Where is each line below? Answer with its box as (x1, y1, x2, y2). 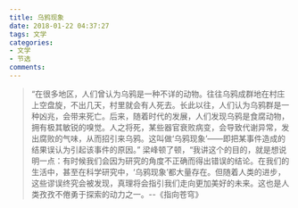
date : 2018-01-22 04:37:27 (9, 21, 110, 30)
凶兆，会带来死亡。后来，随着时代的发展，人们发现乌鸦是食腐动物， (38, 111, 290, 121)
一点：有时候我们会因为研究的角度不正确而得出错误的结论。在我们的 (38, 155, 290, 166)
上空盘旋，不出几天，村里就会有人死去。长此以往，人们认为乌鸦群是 (30, 99, 282, 110)
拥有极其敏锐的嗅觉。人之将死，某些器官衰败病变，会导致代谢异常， (30, 121, 282, 132)
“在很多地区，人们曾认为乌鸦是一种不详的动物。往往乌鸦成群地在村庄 (30, 88, 286, 99)
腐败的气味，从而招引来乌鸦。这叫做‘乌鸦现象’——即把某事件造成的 (38, 133, 286, 144)
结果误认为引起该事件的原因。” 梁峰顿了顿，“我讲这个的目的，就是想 (30, 144, 279, 154)
